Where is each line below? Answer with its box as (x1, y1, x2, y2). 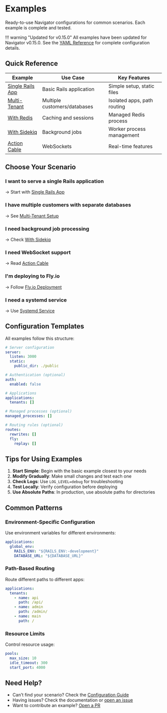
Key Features (118, 74, 150, 81)
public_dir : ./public (14, 364, 59, 369)
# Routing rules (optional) (5, 422, 64, 428)
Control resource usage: (5, 641, 55, 647)
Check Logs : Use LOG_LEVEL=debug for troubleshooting (12, 479, 123, 485)
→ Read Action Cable (5, 260, 49, 266)
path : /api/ (18, 600, 43, 605)
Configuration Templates (5, 322, 84, 331)
